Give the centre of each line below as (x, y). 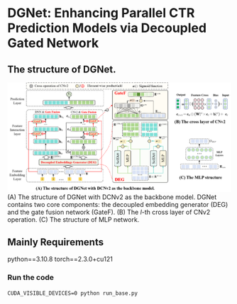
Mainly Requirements (56, 242)
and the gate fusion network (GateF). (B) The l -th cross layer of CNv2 (109, 212)
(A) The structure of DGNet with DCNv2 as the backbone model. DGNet (112, 197)
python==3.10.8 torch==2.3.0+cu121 (60, 259)
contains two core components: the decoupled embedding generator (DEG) (118, 205)
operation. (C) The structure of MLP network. (73, 220)
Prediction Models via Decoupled (107, 28)
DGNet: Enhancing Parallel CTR (101, 13)
